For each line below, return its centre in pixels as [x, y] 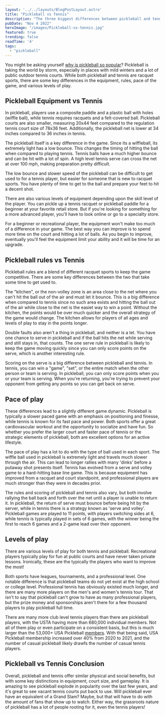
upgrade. [14, 245]
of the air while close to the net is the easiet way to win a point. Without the [81, 308]
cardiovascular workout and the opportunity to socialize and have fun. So [79, 426]
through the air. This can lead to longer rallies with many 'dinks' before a [78, 462]
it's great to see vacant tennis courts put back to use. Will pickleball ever [79, 691]
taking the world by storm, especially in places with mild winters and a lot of [82, 70]
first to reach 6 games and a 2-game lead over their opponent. [68, 524]
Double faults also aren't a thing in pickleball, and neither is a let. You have [80, 333]
